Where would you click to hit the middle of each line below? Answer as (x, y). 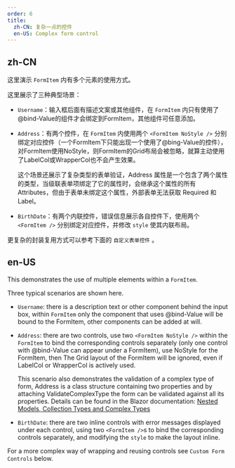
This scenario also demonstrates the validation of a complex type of (116, 379)
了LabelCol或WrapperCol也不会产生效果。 (78, 160)
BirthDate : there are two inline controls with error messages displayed (119, 422)
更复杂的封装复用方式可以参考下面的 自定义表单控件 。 (83, 240)
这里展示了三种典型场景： (44, 95)
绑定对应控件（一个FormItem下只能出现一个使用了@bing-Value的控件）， (122, 142)
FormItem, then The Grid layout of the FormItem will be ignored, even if (120, 358)
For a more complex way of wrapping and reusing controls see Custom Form (116, 450)
